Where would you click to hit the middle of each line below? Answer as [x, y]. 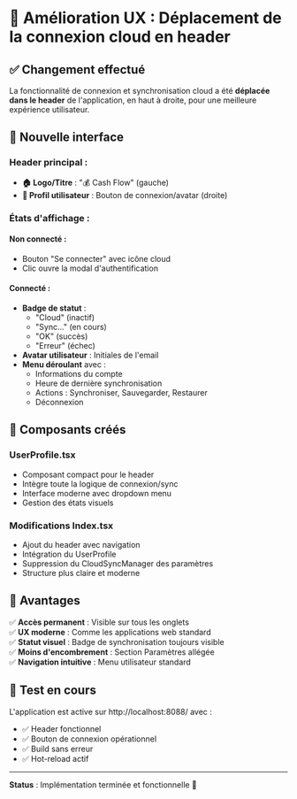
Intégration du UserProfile [69, 554]
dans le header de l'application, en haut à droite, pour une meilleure [133, 100]
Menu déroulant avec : [64, 365]
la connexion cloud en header [120, 37]
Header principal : [49, 163]
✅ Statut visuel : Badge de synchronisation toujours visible [117, 642]
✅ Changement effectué [77, 69]
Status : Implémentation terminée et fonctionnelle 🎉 [103, 784]
